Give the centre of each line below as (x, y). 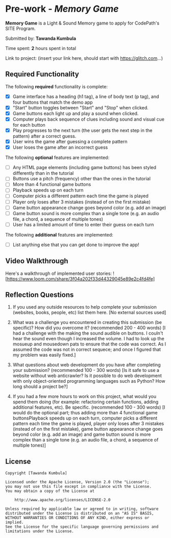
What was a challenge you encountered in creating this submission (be (87, 322)
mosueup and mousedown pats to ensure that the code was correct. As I (89, 344)
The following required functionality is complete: (57, 86)
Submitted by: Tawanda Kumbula (41, 38)
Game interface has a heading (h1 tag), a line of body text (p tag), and (86, 96)
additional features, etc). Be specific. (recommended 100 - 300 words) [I (89, 407)
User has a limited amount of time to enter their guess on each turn (83, 224)
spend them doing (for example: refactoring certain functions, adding (86, 402)
